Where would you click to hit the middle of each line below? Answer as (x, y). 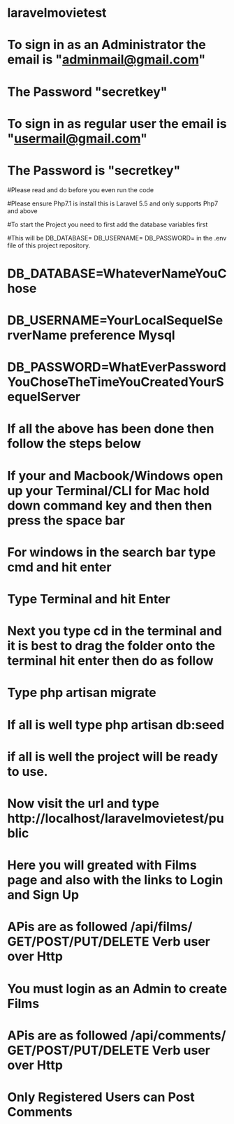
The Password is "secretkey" (94, 170)
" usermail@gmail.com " (78, 138)
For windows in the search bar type (112, 552)
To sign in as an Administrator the (107, 45)
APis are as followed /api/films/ (100, 927)
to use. (28, 771)
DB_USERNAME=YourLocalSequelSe (115, 320)
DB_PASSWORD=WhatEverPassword (117, 367)
